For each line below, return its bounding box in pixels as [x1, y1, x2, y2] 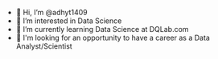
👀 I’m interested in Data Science [15, 16, 122, 26]
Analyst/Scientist [15, 41, 72, 51]
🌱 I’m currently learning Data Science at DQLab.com [15, 25, 189, 33]
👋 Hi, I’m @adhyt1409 [15, 8, 88, 17]
